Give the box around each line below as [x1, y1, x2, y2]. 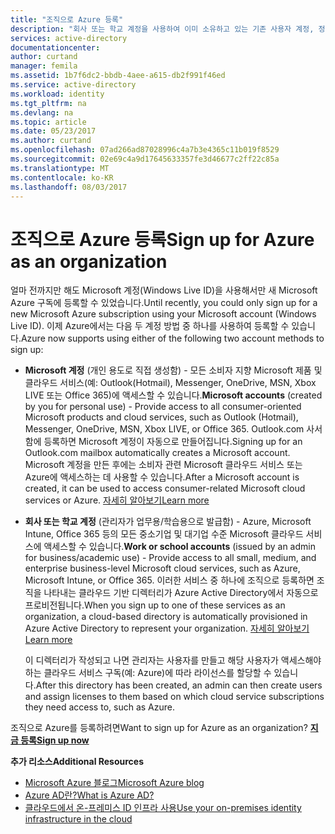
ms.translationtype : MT [10, 163, 110, 173]
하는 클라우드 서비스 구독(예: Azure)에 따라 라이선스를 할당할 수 [24, 667, 272, 679]
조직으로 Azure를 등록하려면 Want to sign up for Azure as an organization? [10, 722, 308, 734]
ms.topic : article [10, 117, 87, 127]
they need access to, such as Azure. [24, 701, 175, 713]
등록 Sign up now [20, 734, 90, 746]
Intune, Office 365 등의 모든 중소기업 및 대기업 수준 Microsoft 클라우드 [24, 528, 304, 540]
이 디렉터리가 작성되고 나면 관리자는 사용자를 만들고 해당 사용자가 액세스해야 [24, 654, 322, 666]
